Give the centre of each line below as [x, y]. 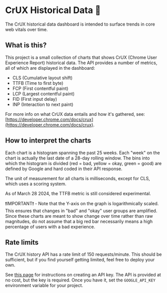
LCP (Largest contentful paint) [43, 94]
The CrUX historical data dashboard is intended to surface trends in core [80, 24]
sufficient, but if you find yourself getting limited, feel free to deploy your [80, 260]
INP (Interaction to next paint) [43, 104]
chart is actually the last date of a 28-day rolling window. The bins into [77, 158]
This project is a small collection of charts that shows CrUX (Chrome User [81, 57]
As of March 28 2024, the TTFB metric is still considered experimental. [78, 193]
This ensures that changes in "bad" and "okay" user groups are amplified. [81, 211]
